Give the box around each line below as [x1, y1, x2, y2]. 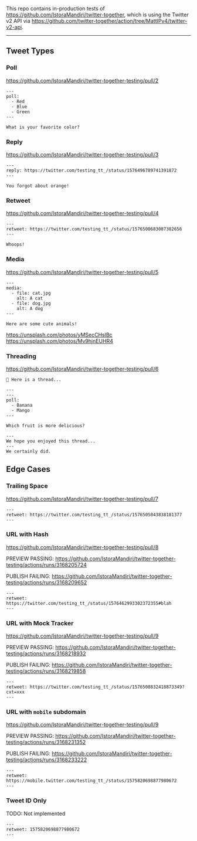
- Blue [11, 104, 28, 110]
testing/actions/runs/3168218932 [6, 650, 86, 657]
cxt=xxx [6, 689, 25, 695]
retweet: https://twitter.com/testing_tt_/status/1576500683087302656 [6, 226, 182, 232]
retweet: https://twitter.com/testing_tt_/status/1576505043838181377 [6, 512, 182, 517]
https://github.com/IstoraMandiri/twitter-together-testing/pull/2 [6, 77, 159, 84]
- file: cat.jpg [11, 290, 51, 296]
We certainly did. [6, 448, 51, 454]
